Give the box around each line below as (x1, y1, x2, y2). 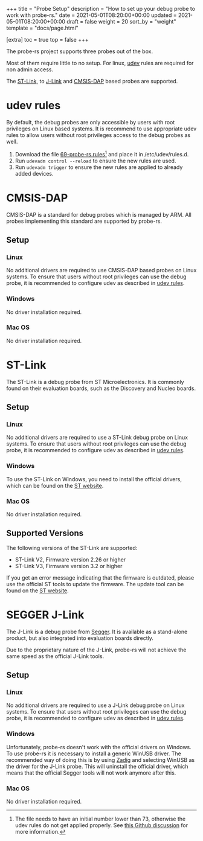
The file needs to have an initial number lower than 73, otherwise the (14, 815, 186, 823)
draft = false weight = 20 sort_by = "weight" (66, 18, 176, 25)
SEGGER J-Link (6, 608, 85, 622)
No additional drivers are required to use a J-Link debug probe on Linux (6, 702, 185, 709)
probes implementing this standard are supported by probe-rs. (6, 217, 162, 225)
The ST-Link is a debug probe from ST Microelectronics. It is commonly (6, 378, 184, 385)
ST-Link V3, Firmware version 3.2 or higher (14, 562, 123, 569)
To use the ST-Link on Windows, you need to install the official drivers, (6, 475, 182, 482)
